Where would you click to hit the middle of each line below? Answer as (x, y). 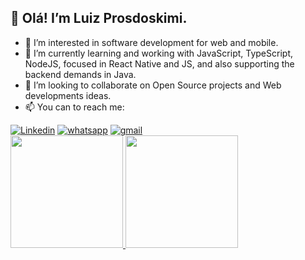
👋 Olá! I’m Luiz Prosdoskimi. (99, 18)
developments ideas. (68, 95)
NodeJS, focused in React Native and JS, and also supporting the (159, 63)
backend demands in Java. (80, 74)
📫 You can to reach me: (74, 107)
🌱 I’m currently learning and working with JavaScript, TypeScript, (158, 53)
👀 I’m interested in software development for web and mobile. (151, 42)
